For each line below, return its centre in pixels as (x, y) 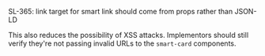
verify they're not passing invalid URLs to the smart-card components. (122, 43)
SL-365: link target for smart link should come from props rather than (121, 11)
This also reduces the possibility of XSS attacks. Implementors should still (129, 35)
